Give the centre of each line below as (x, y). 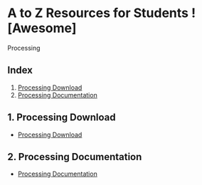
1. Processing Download (62, 118)
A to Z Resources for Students (98, 13)
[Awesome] (42, 28)
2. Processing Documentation (75, 157)
